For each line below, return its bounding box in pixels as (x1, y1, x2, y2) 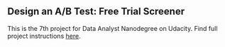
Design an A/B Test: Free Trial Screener (7, 6, 185, 18)
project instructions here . (7, 32, 81, 40)
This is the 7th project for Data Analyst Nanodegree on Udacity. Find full (7, 24, 218, 32)
